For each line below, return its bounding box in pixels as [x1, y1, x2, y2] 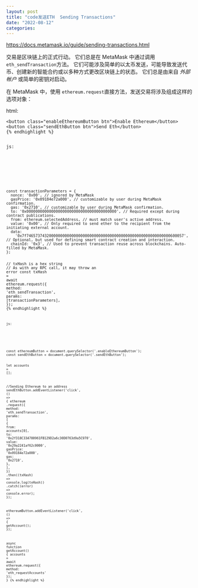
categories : [6, 25, 35, 31]
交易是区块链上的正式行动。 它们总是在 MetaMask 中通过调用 [6, 54, 155, 61]
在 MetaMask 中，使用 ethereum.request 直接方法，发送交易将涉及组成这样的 [6, 88, 193, 95]
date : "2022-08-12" [6, 19, 54, 25]
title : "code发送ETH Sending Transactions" [6, 14, 116, 20]
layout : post [6, 8, 38, 15]
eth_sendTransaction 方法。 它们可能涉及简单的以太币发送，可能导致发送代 [6, 61, 187, 68]
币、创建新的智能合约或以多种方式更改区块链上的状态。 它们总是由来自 [6, 68, 178, 76]
